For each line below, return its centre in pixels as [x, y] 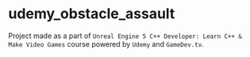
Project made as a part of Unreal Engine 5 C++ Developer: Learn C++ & [125, 36]
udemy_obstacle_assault [92, 14]
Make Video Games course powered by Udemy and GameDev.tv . [106, 44]
